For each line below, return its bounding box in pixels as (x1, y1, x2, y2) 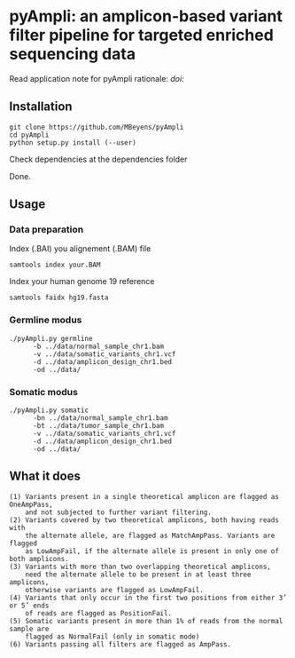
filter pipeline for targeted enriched (9, 25, 275, 45)
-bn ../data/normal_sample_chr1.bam (32, 414, 168, 423)
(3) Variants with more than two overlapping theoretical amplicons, (9, 562, 272, 571)
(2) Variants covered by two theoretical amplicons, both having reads (9, 515, 279, 525)
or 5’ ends (9, 601, 50, 610)
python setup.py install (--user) (9, 138, 137, 147)
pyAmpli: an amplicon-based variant (9, 6, 283, 27)
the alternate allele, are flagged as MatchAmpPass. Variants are (25, 531, 276, 540)
